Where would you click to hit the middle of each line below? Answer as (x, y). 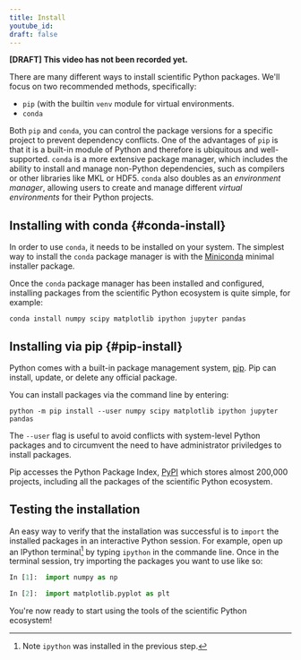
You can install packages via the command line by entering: (119, 394)
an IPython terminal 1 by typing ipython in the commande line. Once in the (144, 551)
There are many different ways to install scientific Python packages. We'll (145, 77)
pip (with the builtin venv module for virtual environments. (128, 104)
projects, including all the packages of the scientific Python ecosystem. (141, 481)
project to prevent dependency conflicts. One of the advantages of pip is (144, 141)
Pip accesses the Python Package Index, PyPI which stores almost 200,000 (149, 472)
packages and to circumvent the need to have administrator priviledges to (146, 445)
